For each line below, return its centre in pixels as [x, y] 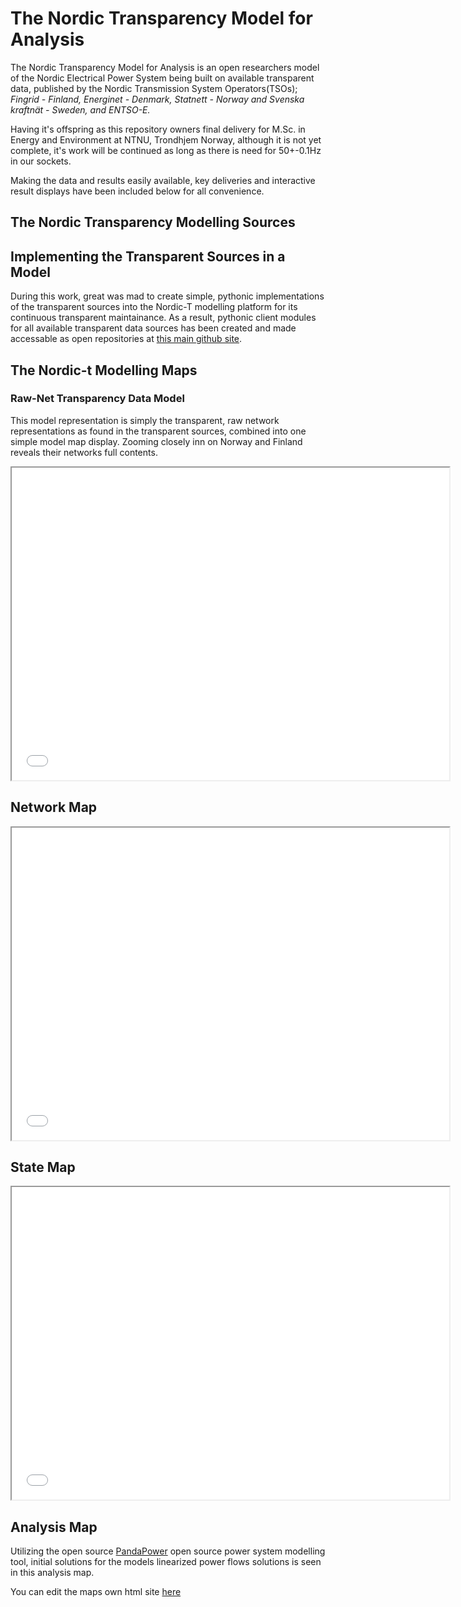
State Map [43, 1167]
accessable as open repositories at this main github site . [126, 339]
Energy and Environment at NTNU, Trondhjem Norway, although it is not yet [166, 139]
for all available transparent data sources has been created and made [153, 328]
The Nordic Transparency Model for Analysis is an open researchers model [165, 67]
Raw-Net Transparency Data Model [97, 399]
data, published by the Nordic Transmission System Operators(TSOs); [154, 88]
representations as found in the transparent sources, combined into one [158, 431]
